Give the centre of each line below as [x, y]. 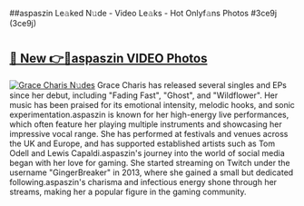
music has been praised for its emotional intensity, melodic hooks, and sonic [152, 104]
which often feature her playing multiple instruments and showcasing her [146, 124]
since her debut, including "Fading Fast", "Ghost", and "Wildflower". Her [144, 95]
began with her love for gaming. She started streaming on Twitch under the [150, 162]
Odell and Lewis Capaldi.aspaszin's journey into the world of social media [147, 152]
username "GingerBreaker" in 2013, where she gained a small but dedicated [152, 172]
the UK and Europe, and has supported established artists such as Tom [142, 143]
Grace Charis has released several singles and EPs [192, 84]
